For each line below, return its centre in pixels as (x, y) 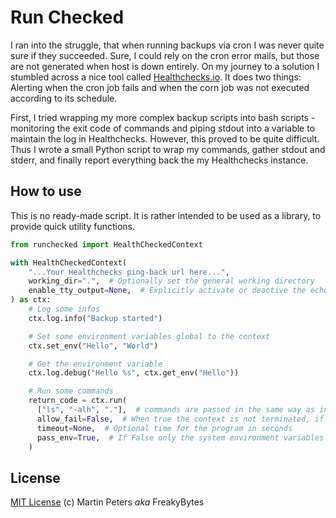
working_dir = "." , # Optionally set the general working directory (171, 281)
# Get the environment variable (95, 364)
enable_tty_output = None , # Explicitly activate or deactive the (167, 291)
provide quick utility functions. (73, 226)
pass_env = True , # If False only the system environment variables (180, 437)
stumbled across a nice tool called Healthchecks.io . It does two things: (156, 77)
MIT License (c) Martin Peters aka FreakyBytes (107, 502)
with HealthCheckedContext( (69, 262)
